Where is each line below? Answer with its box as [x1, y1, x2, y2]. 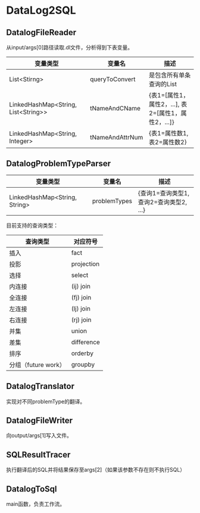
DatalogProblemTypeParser [6, 158, 111, 169]
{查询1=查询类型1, [137, 189, 189, 197]
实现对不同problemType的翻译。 [6, 397, 86, 405]
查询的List [148, 80, 177, 88]
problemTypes [92, 197, 133, 205]
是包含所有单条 [148, 71, 191, 79]
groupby [71, 360, 95, 368]
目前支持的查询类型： [6, 222, 58, 229]
